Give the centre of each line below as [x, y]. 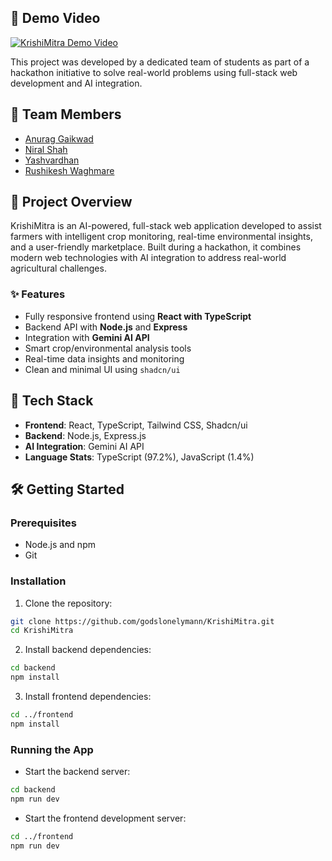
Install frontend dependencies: [88, 697]
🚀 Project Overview [71, 202]
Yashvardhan [52, 160]
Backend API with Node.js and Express [106, 327]
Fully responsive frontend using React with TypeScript [138, 316]
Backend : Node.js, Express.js [85, 435]
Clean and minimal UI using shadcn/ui [102, 369]
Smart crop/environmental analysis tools [108, 348]
